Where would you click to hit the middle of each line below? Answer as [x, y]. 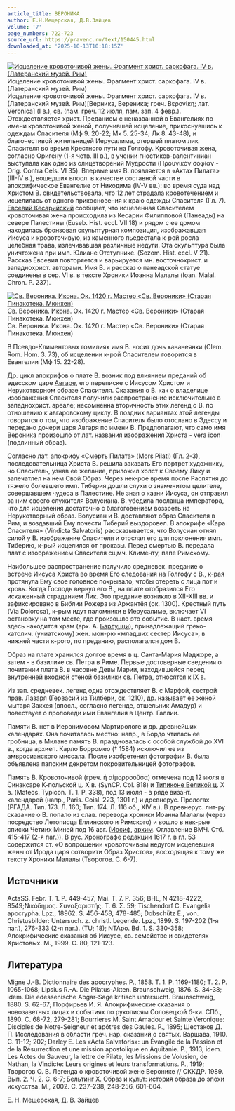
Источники [33, 881]
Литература [35, 965]
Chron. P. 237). [29, 282]
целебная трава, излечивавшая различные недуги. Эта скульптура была [116, 245]
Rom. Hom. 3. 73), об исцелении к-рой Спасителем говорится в [102, 354]
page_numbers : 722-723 [40, 33]
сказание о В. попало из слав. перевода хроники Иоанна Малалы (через [117, 815]
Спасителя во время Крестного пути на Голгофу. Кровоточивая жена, [112, 148]
